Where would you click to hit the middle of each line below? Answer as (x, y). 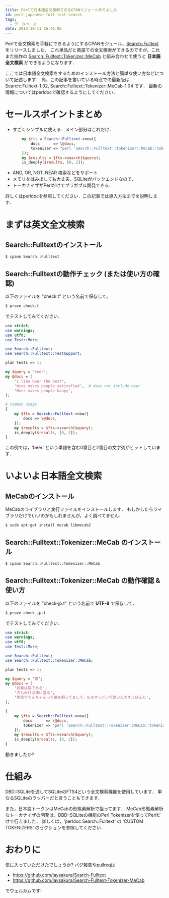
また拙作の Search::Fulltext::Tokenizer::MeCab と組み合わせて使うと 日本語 (83, 57)
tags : (11, 19)
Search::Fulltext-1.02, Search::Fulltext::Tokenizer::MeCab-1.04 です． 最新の (84, 86)
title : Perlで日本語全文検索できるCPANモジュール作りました (61, 10)
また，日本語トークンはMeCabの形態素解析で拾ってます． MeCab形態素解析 (84, 809)
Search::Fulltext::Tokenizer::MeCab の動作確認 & (83, 581)
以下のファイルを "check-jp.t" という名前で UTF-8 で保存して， (71, 603)
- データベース (23, 24)
